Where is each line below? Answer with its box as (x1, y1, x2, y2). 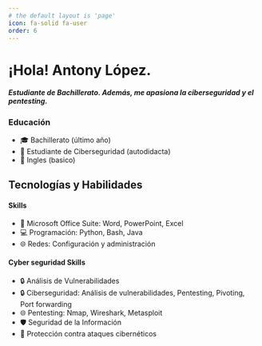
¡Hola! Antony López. (8, 61, 152, 79)
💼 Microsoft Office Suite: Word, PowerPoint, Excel (19, 218, 184, 228)
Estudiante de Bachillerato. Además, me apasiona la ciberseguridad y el (8, 88, 254, 97)
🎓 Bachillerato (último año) (19, 135, 112, 145)
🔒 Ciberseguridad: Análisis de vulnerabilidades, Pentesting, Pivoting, (19, 288, 245, 297)
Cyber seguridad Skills (8, 257, 85, 268)
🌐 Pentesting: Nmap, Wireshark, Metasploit (19, 308, 163, 317)
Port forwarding (19, 299, 72, 308)
